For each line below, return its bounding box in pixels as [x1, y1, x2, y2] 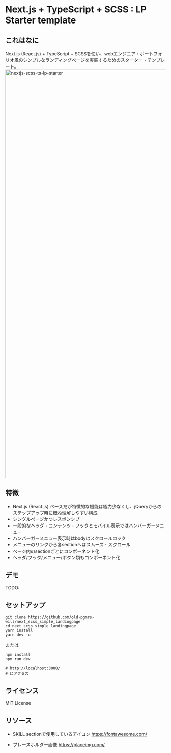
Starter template [5, 14, 76, 26]
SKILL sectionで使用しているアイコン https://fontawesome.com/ [12, 731, 148, 737]
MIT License [5, 700, 32, 706]
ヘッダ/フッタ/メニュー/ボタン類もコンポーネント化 [12, 554, 121, 560]
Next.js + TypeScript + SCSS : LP [5, 4, 147, 15]
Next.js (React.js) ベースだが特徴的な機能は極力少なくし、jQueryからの [12, 503, 162, 509]
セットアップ [5, 601, 46, 609]
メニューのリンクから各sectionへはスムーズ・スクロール [12, 541, 131, 547]
